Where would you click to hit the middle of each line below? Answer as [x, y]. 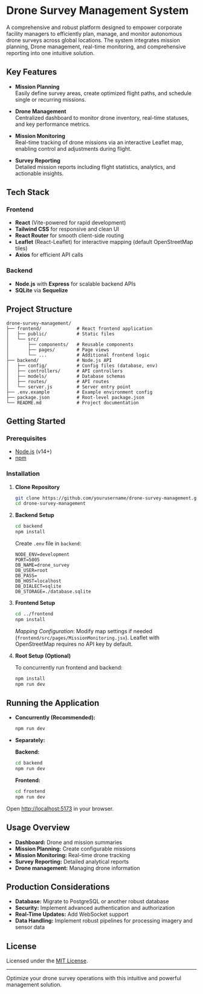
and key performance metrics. [53, 124]
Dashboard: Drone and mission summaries [69, 842]
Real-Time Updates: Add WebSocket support [72, 914]
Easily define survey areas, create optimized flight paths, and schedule [103, 93]
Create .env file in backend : [48, 544]
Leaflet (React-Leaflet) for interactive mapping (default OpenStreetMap [104, 242]
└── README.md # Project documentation [72, 403]
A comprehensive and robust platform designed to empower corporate [94, 27]
